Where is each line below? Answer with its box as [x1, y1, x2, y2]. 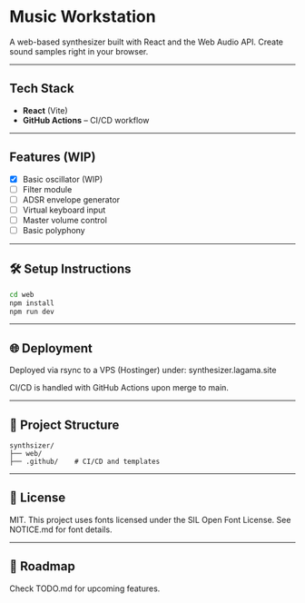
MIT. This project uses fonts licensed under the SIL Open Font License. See [9, 514, 291, 525]
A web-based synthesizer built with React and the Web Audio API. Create [9, 36, 284, 47]
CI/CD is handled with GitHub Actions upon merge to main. [9, 382, 230, 393]
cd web [9, 290, 34, 299]
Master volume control [22, 214, 107, 225]
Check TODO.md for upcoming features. [9, 583, 161, 594]
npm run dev [9, 307, 54, 316]
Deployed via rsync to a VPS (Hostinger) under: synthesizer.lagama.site [9, 365, 277, 376]
